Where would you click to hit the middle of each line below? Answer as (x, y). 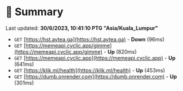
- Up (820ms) (120, 51)
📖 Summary (34, 12)
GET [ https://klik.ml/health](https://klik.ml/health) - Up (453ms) (89, 70)
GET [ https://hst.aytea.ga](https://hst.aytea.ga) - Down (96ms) (89, 39)
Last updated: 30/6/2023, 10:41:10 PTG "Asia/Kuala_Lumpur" (82, 28)
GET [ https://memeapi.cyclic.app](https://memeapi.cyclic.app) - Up (95, 58)
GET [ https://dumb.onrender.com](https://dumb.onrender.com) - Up (95, 76)
